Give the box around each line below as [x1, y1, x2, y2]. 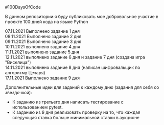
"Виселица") [5, 60, 31, 65]
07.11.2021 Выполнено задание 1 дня [5, 28, 80, 34]
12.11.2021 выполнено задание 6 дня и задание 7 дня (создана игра [5, 54, 145, 60]
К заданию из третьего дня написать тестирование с [12, 99, 124, 104]
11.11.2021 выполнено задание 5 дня [5, 49, 79, 55]
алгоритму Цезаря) [5, 70, 46, 75]
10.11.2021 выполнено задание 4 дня [5, 44, 81, 49]
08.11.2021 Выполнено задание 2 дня [5, 34, 82, 39]
